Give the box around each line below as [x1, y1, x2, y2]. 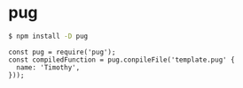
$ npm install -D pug [8, 32, 89, 40]
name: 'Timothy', [16, 62, 81, 72]
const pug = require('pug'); [8, 48, 116, 56]
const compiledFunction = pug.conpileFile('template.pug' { [8, 55, 236, 64]
